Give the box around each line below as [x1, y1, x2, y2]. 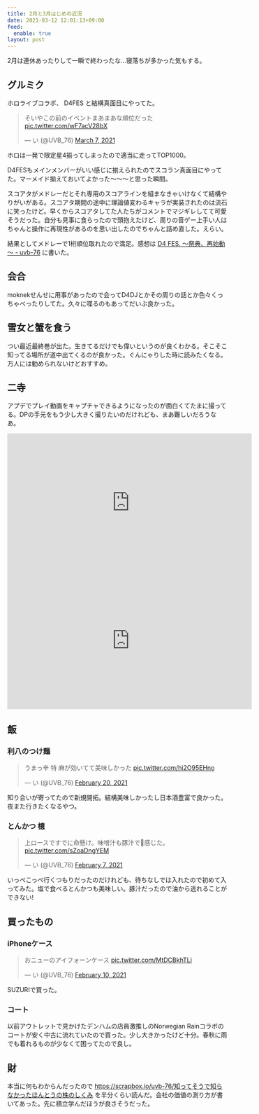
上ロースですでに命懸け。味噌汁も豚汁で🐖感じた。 [24, 839, 169, 847]
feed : [7, 23, 23, 30]
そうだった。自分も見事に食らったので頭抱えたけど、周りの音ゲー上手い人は [7, 215, 228, 224]
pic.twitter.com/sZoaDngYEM [24, 846, 110, 855]
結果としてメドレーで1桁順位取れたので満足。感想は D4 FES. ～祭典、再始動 [7, 239, 225, 247]
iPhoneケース [7, 938, 53, 948]
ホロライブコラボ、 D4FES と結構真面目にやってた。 [7, 99, 158, 107]
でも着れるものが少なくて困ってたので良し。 [7, 1040, 135, 1048]
